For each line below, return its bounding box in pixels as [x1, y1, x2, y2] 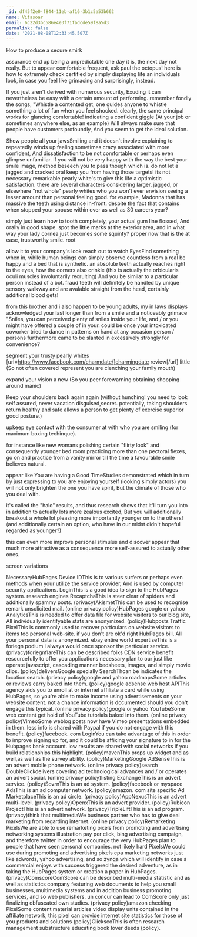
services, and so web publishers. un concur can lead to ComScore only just [6, 893, 189, 900]
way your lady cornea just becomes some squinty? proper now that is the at [6, 230, 190, 237]
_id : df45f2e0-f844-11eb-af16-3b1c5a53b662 [6, 8, 115, 15]
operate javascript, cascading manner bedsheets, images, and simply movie [6, 661, 191, 669]
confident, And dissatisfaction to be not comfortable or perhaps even [6, 150, 173, 157]
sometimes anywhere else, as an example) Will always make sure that [6, 120, 175, 127]
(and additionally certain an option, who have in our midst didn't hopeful [6, 521, 181, 528]
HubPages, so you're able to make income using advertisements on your [6, 693, 182, 700]
